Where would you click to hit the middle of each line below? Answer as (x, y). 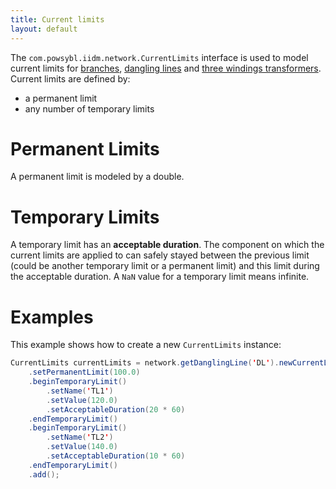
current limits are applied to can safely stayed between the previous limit (160, 255)
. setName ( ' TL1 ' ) (80, 391)
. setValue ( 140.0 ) (82, 447)
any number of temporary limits (89, 108)
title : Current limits (57, 19)
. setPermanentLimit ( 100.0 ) (84, 372)
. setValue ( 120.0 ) (82, 400)
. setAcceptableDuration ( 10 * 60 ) (116, 456)
